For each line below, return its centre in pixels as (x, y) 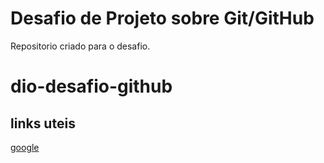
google (25, 147)
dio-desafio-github (91, 86)
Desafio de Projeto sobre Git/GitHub (162, 18)
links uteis (43, 123)
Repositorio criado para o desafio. (80, 46)
